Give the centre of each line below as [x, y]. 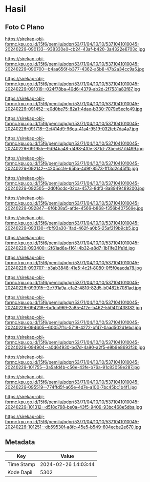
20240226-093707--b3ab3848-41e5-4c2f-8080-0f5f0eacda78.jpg [74, 268]
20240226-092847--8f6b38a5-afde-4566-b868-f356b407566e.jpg [74, 208]
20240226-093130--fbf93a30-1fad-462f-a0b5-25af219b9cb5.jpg [72, 228]
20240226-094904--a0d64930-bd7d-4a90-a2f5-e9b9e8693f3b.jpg [75, 347]
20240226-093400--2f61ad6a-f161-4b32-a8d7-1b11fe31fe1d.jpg [70, 248]
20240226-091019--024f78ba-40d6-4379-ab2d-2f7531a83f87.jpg [73, 89]
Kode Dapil [20, 472]
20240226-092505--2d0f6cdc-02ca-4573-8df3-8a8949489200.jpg [75, 188]
